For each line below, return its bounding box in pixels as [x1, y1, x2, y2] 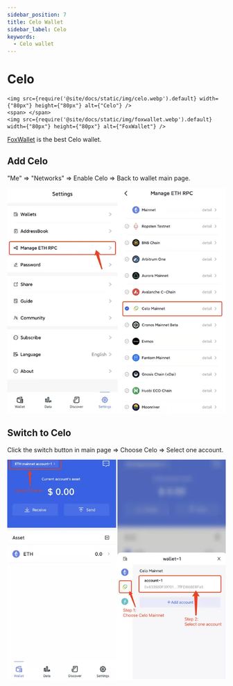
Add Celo [7, 155, 49, 167]
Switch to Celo [7, 427, 71, 439]
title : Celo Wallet [7, 18, 64, 26]
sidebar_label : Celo [7, 26, 67, 33]
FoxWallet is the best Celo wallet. [7, 136, 102, 144]
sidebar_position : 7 [7, 11, 67, 18]
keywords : [7, 33, 36, 40]
